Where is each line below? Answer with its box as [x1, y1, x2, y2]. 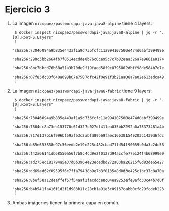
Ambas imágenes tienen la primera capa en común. [12, 199, 120, 206]
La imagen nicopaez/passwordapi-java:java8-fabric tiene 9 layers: [12, 88, 152, 94]
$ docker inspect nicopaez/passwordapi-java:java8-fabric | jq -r [14, 97, 157, 102]
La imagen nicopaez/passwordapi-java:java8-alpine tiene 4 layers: [12, 20, 152, 26]
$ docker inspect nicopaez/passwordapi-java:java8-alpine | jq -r [14, 30, 157, 35]
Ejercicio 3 [5, 4, 50, 15]
